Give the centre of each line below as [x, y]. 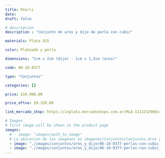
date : [11, 14]
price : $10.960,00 [24, 94]
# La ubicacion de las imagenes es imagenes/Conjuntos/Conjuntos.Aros [83, 139]
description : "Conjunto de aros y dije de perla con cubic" [69, 32]
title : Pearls [20, 10]
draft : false [18, 19]
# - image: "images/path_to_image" [46, 134]
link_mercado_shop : [25, 112]
